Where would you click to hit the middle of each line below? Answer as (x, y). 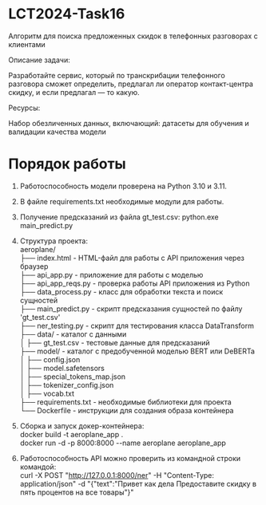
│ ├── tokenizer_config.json (67, 385)
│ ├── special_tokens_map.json (73, 377)
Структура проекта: (54, 241)
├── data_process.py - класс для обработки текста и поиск (121, 291)
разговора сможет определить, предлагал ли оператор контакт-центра (131, 84)
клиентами (27, 44)
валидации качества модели (57, 132)
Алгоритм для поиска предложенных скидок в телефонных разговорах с (133, 36)
